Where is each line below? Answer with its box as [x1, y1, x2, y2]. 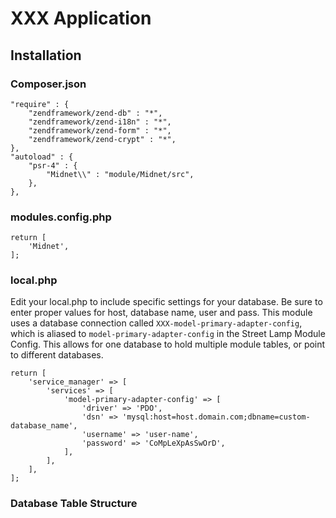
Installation [10, 47, 82, 64]
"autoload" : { [10, 152, 74, 162]
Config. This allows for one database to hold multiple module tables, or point [10, 338, 326, 351]
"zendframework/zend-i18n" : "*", [28, 117, 172, 127]
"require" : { [10, 99, 70, 109]
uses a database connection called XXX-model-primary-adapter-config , [10, 317, 303, 329]
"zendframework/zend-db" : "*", [28, 108, 163, 118]
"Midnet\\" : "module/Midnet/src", [46, 169, 195, 179]
